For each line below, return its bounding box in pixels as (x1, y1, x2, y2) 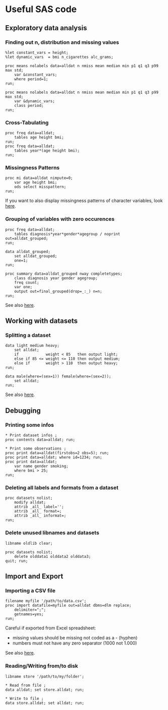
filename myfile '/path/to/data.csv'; (5, 599, 87, 604)
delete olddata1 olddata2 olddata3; (14, 554, 92, 559)
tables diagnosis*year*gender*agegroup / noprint (14, 231, 121, 236)
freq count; (14, 280, 39, 285)
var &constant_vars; (14, 72, 57, 77)
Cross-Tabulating (5, 119, 49, 126)
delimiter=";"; (14, 607, 46, 613)
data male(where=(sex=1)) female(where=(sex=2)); (5, 374, 112, 379)
